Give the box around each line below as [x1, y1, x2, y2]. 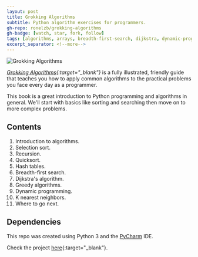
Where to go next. [15, 200, 59, 207]
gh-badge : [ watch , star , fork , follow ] [6, 31, 105, 36]
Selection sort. [15, 144, 51, 151]
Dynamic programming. [15, 187, 73, 194]
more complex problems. [6, 105, 67, 112]
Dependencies [6, 217, 61, 227]
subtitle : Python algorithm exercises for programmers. [6, 19, 146, 25]
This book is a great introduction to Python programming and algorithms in [6, 92, 187, 100]
